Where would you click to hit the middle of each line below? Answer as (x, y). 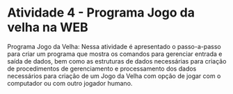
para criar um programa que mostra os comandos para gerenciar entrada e (115, 54)
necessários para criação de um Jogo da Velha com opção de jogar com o (114, 76)
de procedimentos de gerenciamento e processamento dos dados (102, 68)
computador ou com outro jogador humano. (70, 83)
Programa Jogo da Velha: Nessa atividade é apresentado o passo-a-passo (114, 46)
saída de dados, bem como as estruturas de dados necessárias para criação (117, 61)
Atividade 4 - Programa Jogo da (101, 13)
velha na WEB (48, 27)
